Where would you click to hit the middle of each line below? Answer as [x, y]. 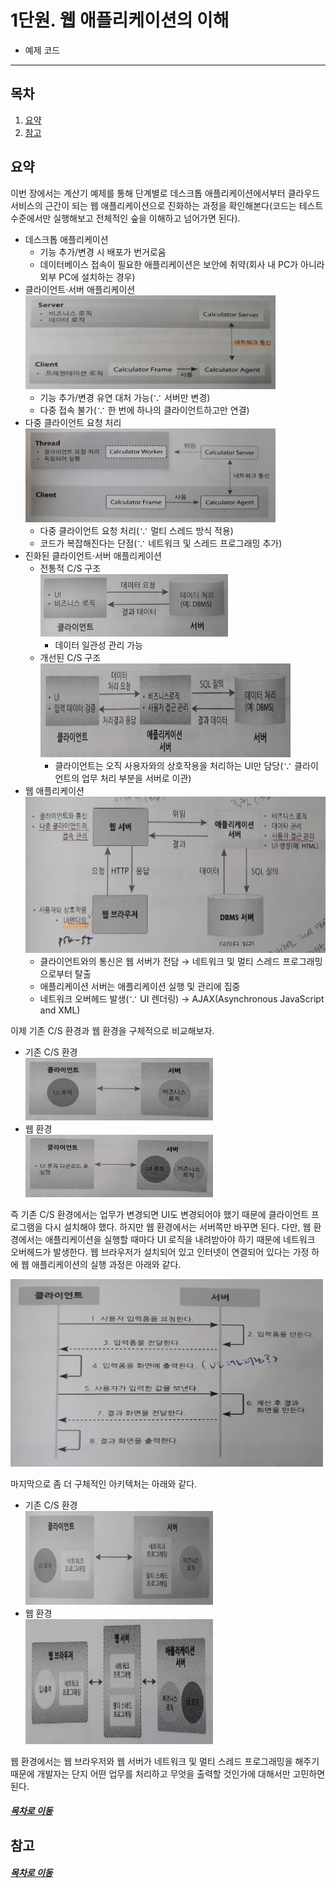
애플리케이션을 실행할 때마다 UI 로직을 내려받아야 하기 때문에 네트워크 [180, 1239]
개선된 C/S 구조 [70, 657]
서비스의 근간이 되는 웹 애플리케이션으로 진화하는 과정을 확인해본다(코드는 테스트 [167, 205]
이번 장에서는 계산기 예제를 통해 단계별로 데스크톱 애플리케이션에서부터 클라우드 [165, 193]
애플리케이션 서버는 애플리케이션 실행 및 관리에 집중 [140, 986]
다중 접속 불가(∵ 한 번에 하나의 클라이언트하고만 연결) [144, 410]
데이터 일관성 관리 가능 [99, 645]
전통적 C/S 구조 [70, 568]
